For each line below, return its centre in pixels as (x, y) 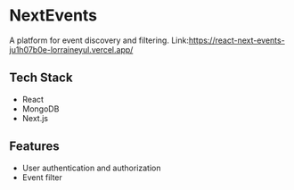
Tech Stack (41, 78)
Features (34, 147)
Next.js (35, 118)
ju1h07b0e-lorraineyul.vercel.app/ (71, 49)
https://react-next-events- (237, 40)
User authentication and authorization (92, 168)
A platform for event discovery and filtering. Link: (99, 40)
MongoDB (41, 109)
